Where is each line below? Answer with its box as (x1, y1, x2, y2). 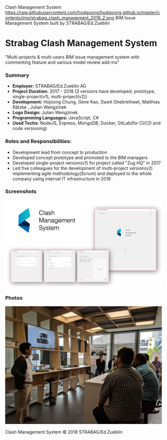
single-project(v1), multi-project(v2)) (12, 94, 87, 100)
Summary (5, 72, 30, 79)
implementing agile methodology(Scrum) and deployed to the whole (12, 170, 152, 176)
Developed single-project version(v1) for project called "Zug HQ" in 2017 (12, 159, 161, 166)
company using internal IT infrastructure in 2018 (12, 175, 111, 181)
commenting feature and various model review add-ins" (5, 59, 120, 65)
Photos (5, 294, 23, 301)
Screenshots (5, 188, 37, 195)
